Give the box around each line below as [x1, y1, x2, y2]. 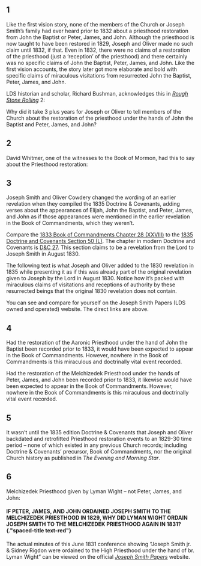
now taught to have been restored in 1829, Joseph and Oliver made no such [6, 40, 194, 47]
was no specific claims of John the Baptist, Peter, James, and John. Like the [6, 59, 195, 66]
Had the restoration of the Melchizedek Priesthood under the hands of [6, 370, 180, 377]
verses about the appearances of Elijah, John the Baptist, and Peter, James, [6, 207, 194, 214]
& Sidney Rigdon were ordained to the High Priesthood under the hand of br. [6, 547, 195, 554]
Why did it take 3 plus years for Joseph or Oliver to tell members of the [6, 108, 182, 115]
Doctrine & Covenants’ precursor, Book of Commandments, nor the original [6, 448, 192, 455]
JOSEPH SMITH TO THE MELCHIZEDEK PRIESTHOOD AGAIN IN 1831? [6, 520, 181, 528]
